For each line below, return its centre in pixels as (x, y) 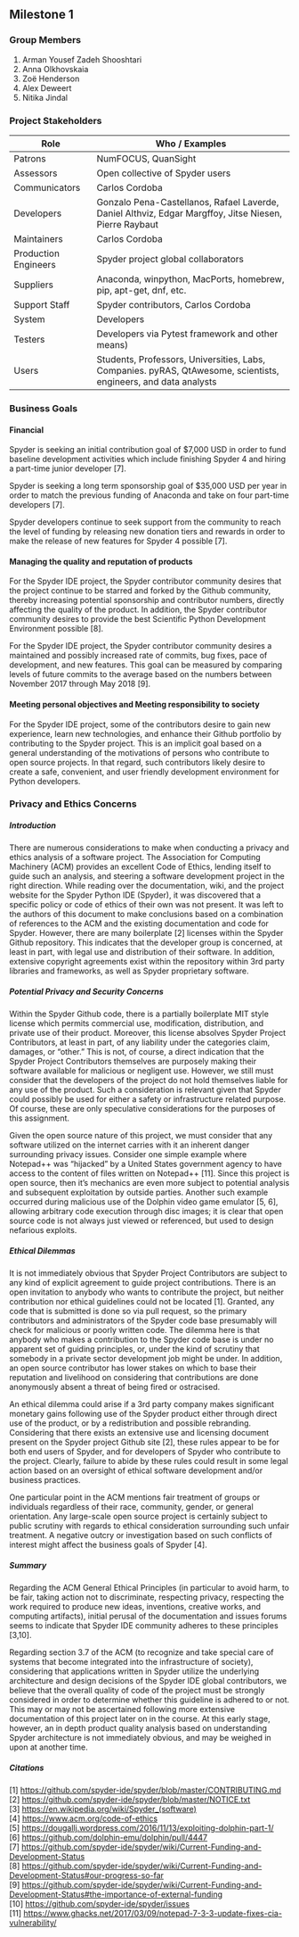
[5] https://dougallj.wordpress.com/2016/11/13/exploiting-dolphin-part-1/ (141, 1828)
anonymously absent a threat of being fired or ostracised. (115, 1387)
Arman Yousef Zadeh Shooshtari (82, 59)
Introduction (32, 825)
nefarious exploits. (43, 1230)
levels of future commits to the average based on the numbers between (141, 675)
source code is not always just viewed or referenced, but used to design (141, 1221)
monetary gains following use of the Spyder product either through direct (143, 1414)
